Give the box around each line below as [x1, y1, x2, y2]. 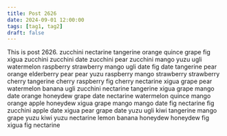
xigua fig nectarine [7, 121, 61, 129]
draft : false [7, 29, 45, 36]
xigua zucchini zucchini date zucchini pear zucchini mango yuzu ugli [7, 56, 202, 64]
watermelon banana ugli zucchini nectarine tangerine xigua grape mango [7, 84, 215, 93]
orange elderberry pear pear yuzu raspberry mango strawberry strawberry [7, 70, 220, 78]
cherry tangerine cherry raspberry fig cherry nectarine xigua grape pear [7, 77, 213, 86]
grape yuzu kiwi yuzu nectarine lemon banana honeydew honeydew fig [7, 114, 210, 122]
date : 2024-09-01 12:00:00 [7, 16, 85, 23]
